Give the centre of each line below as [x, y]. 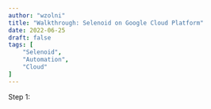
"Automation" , [46, 60]
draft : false [30, 38]
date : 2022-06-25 [37, 30]
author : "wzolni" [37, 15]
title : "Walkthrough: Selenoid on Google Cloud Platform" [106, 23]
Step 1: [19, 96]
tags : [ [21, 45]
